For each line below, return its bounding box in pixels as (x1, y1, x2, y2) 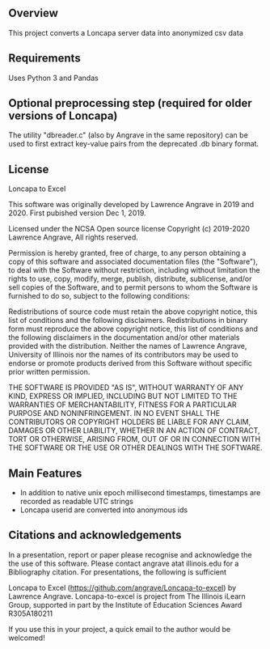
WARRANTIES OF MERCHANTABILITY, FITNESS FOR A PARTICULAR (8, 400, 237, 409)
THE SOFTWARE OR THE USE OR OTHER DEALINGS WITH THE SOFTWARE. (8, 443, 263, 452)
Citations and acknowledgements (8, 528, 182, 542)
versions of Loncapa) (8, 109, 118, 123)
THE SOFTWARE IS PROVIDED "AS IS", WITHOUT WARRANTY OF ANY (8, 383, 244, 392)
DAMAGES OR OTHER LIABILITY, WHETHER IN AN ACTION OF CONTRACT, (8, 426, 260, 435)
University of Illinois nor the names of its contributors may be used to (8, 350, 238, 359)
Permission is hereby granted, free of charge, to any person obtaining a (8, 248, 247, 258)
